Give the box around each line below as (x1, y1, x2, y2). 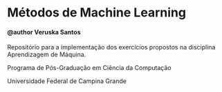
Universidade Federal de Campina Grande (7, 77, 127, 85)
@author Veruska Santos (7, 27, 81, 36)
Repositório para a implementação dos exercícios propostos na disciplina (7, 43, 216, 51)
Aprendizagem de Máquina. (7, 50, 86, 59)
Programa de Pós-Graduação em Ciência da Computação (7, 64, 172, 72)
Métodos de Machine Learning (7, 5, 187, 21)
